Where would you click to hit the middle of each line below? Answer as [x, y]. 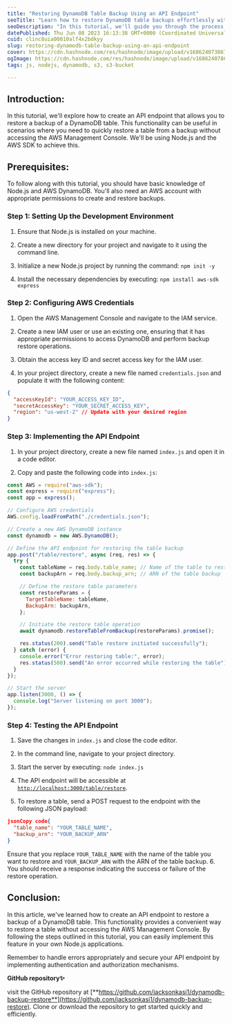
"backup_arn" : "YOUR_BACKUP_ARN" [61, 834]
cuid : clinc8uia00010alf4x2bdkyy [55, 39]
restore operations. [44, 346]
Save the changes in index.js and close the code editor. [97, 741]
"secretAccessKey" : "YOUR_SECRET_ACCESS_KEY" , [81, 406]
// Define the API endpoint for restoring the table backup [96, 548]
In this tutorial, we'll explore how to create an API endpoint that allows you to [116, 116]
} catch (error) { [40, 650]
